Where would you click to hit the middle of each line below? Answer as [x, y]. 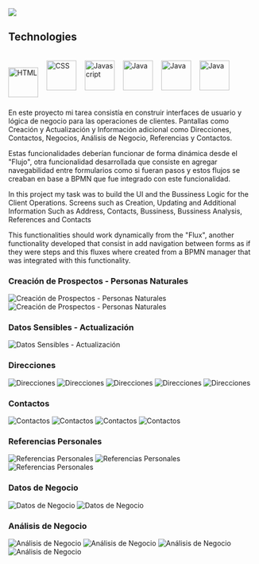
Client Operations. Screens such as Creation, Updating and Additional [122, 202]
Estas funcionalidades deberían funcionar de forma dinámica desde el [123, 153]
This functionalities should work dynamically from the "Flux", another [121, 235]
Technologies [43, 37]
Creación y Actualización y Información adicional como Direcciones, [120, 129]
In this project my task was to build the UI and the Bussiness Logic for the [128, 194]
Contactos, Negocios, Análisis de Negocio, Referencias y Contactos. [120, 138]
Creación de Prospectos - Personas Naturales [99, 280]
